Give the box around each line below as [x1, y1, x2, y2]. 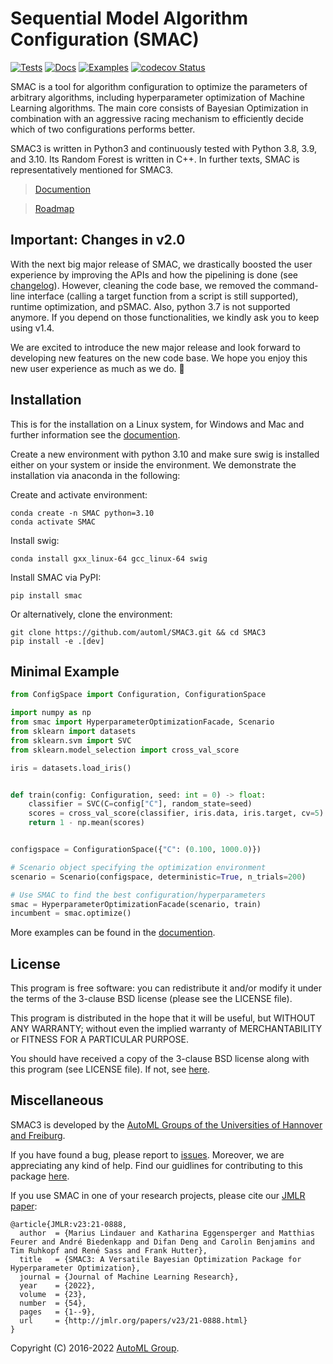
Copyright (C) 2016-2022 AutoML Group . [10, 1342, 180, 1354]
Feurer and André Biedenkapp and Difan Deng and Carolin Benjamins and [10, 1237, 315, 1247]
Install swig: [10, 534, 60, 546]
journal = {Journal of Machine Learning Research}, [19, 1272, 240, 1282]
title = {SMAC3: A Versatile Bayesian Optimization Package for [19, 1254, 302, 1264]
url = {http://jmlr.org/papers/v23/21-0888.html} [19, 1315, 248, 1326]
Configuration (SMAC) [10, 28, 200, 51]
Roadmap [34, 202, 75, 214]
